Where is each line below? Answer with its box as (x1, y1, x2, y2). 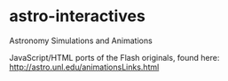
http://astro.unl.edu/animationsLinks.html (9, 62, 160, 72)
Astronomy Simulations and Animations (9, 35, 153, 46)
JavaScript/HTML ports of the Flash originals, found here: (9, 52, 220, 63)
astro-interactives (9, 6, 146, 26)
